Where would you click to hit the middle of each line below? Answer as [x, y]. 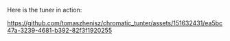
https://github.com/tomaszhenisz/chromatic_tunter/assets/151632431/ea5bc [115, 23]
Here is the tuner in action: [45, 10]
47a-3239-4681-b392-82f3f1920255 [59, 30]
